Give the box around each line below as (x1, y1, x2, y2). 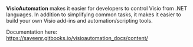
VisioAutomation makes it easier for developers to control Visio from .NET (6, 5, 188, 12)
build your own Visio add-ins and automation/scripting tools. (6, 17, 153, 24)
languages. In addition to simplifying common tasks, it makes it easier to (6, 11, 182, 18)
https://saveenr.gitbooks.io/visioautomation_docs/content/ (6, 35, 149, 41)
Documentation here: (6, 28, 58, 35)
